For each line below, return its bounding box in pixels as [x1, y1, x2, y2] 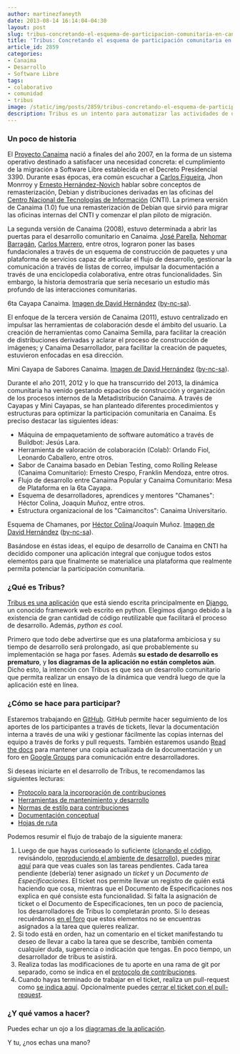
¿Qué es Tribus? [7, 582, 66, 592]
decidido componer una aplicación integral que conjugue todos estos [7, 550, 212, 558]
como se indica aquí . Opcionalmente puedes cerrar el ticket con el [17, 983, 214, 991]
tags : [7, 76, 24, 84]
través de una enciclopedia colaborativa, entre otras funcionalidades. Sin [7, 270, 223, 279]
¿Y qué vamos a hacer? [7, 1008, 91, 1018]
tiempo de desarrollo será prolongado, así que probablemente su [7, 642, 199, 651]
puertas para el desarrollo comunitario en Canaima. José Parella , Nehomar [7, 232, 227, 241]
